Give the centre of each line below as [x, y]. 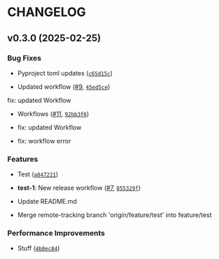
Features [23, 159]
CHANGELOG [47, 12]
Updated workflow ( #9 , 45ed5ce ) [64, 86]
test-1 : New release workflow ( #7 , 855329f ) [79, 188]
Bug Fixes [24, 58]
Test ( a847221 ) [38, 174]
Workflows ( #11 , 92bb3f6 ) [53, 113]
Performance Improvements [56, 233]
